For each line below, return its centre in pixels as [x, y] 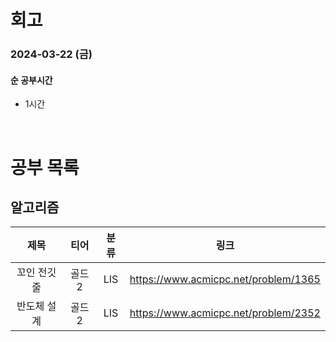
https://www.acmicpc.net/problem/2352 [225, 313]
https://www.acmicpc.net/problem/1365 [225, 279]
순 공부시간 [31, 80]
